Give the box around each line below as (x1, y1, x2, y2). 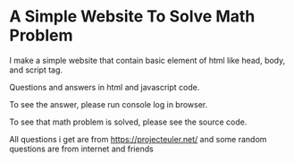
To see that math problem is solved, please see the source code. (9, 116, 248, 127)
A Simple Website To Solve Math (9, 6, 256, 27)
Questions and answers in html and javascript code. (9, 81, 200, 92)
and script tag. (9, 64, 63, 75)
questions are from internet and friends (9, 143, 154, 154)
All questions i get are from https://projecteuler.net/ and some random (9, 133, 267, 144)
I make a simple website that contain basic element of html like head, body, (9, 55, 286, 65)
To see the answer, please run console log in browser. (9, 99, 208, 109)
